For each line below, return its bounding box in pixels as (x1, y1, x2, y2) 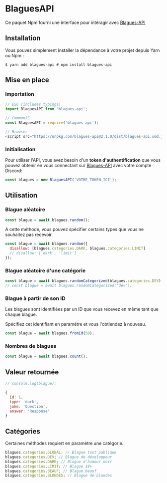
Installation (5, 34, 41, 42)
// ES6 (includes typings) (5, 102, 61, 107)
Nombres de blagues (5, 343, 57, 350)
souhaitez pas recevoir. (5, 232, 53, 238)
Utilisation (5, 191, 38, 200)
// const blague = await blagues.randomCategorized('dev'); (5, 283, 133, 288)
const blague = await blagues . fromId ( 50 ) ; (5, 331, 94, 336)
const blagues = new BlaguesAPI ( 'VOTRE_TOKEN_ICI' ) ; (5, 177, 117, 182)
